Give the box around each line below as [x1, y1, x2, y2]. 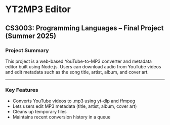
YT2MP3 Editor [5, 4, 71, 15]
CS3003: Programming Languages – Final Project [5, 24, 164, 32]
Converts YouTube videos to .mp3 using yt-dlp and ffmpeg [12, 98, 135, 104]
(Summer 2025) [5, 31, 57, 40]
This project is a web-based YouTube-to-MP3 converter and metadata [5, 58, 152, 64]
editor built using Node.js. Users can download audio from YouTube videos [5, 63, 161, 69]
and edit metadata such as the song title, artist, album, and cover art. [5, 69, 149, 75]
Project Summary [5, 47, 49, 54]
